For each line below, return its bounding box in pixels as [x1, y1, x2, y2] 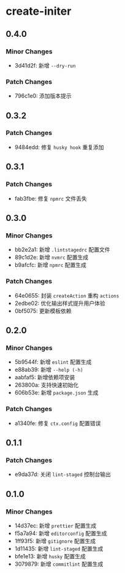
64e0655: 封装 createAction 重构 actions [14, 291, 119, 299]
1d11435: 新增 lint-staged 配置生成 [14, 545, 104, 552]
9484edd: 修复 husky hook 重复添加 [14, 143, 104, 151]
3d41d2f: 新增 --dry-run [14, 61, 76, 69]
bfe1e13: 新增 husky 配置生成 [14, 552, 86, 560]
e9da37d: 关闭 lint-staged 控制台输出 [14, 471, 112, 478]
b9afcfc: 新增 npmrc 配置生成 [14, 261, 87, 269]
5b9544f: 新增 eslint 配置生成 [14, 358, 92, 366]
